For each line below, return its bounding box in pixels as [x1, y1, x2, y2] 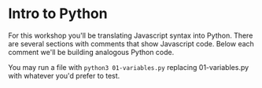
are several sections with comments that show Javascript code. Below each [8, 38, 254, 48]
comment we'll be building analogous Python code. [8, 47, 175, 57]
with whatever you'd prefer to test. [8, 71, 120, 80]
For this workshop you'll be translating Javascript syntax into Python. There [8, 31, 253, 40]
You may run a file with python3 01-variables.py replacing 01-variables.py [8, 62, 249, 71]
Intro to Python [8, 5, 108, 23]
